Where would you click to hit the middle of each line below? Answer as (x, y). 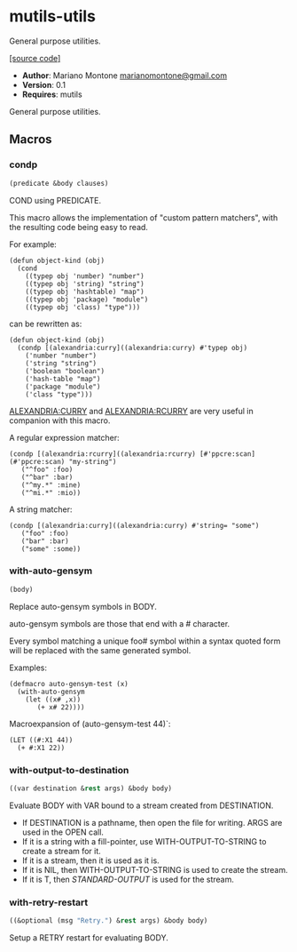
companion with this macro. (60, 420)
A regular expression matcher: (64, 437)
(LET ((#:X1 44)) (41, 740)
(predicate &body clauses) (59, 183)
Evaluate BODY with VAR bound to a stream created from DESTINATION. (141, 805)
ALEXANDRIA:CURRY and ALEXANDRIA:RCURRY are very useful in (132, 411)
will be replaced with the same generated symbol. (100, 650)
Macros (31, 140)
